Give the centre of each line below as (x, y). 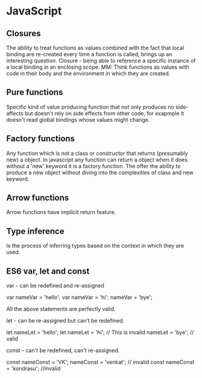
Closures (24, 33)
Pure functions (35, 93)
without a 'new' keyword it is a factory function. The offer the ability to (93, 166)
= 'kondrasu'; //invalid (33, 368)
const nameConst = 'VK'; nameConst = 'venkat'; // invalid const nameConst (100, 362)
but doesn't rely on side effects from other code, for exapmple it (105, 113)
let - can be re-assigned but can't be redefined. (65, 321)
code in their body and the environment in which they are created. (88, 73)
